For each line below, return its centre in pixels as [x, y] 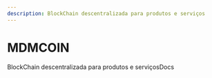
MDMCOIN [38, 47]
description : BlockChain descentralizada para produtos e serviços [106, 13]
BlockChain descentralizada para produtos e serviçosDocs [91, 67]
